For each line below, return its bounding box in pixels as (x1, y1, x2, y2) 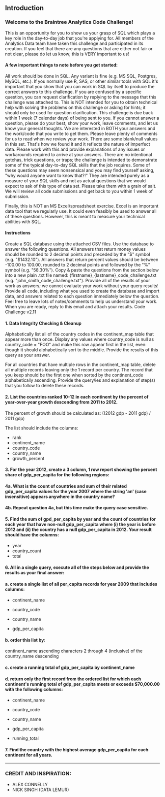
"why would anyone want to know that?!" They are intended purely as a (5, 172, 150, 178)
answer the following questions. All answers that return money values (5, 246, 146, 252)
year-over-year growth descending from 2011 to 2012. (5, 399, 118, 405)
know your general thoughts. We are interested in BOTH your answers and (5, 125, 156, 131)
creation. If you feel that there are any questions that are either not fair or (5, 45, 153, 51)
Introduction (5, 4, 44, 12)
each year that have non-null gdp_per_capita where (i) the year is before (5, 521, 156, 527)
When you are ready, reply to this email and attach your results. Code (5, 304, 146, 310)
